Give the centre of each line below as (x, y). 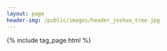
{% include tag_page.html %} (49, 40)
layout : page (26, 14)
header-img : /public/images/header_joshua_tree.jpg (83, 20)
